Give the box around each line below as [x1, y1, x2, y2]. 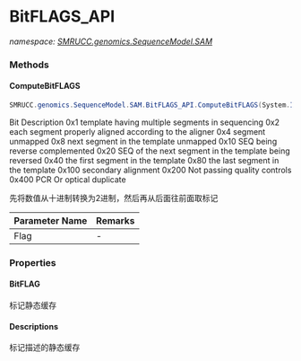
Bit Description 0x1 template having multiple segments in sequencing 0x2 [9, 117, 280, 128]
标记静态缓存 [9, 300, 56, 311]
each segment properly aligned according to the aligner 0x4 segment [9, 126, 266, 136]
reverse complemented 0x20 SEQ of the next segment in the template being [9, 145, 291, 156]
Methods [9, 58, 49, 71]
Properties [9, 256, 56, 269]
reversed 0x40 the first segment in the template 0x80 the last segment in [9, 154, 279, 165]
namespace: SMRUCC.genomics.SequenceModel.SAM [9, 36, 213, 47]
